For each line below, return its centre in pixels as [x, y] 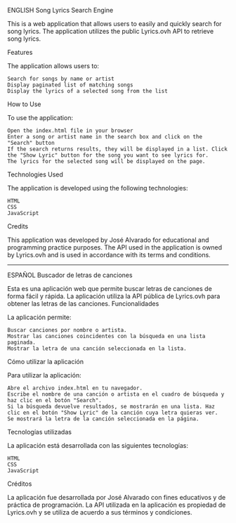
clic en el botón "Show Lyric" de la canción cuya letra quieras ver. [113, 413]
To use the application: [40, 118]
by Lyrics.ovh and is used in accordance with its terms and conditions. [109, 255]
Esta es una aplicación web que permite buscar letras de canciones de [110, 289]
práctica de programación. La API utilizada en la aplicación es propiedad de [117, 505]
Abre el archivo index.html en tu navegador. [75, 388]
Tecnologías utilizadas [40, 432]
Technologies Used [35, 174]
